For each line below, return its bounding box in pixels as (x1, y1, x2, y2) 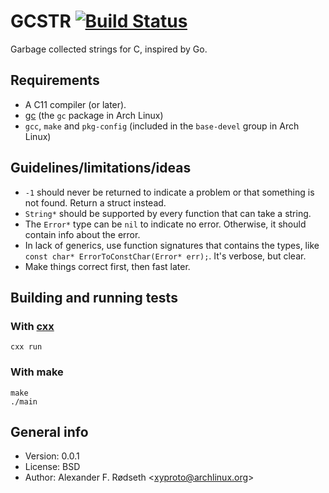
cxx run (10, 342, 43, 352)
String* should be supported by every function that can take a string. (24, 207, 312, 219)
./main (10, 396, 38, 407)
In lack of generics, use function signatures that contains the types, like (24, 239, 320, 251)
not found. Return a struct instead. (24, 196, 167, 209)
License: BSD (24, 461, 81, 473)
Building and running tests (10, 289, 178, 306)
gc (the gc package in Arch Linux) (24, 109, 164, 121)
